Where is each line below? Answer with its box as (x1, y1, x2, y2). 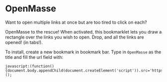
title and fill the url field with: (5, 54, 64, 60)
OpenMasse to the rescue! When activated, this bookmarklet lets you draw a (5, 29, 162, 35)
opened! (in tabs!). (5, 39, 43, 45)
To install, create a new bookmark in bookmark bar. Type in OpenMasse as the (5, 49, 162, 55)
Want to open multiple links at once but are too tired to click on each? (5, 19, 147, 25)
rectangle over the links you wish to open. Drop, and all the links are (5, 34, 144, 40)
